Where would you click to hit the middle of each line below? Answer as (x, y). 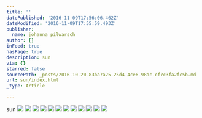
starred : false (26, 69)
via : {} (16, 63)
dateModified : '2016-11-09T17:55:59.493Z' (61, 23)
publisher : (20, 29)
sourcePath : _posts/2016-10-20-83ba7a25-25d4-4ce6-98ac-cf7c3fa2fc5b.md (101, 75)
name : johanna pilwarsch (44, 35)
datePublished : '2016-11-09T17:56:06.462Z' (63, 18)
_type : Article (26, 86)
